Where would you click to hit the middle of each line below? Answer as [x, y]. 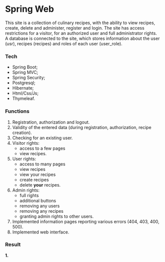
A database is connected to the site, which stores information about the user [82, 38]
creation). [22, 132]
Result [13, 245]
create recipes [34, 180]
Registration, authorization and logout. [51, 122]
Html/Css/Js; [25, 93]
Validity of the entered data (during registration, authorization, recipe [82, 127]
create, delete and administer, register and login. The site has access [75, 28]
